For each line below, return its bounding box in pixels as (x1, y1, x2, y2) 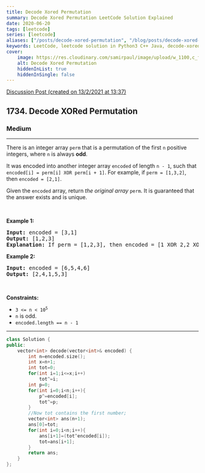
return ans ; (28, 450, 59, 456)
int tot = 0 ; (28, 365, 56, 371)
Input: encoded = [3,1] (6, 229, 77, 236)
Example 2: (6, 252, 35, 260)
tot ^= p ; (38, 398, 59, 405)
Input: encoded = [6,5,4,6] (6, 264, 90, 271)
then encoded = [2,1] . (6, 175, 62, 182)
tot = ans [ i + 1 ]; (38, 438, 75, 445)
